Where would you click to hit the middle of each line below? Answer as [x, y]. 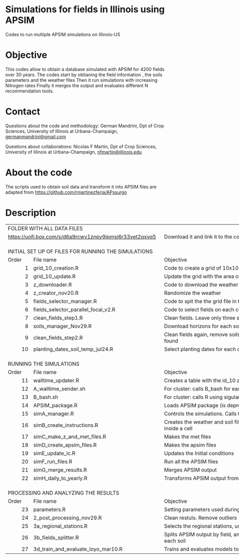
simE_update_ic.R [54, 453]
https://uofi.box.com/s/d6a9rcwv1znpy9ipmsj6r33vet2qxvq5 [82, 237]
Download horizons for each [198, 326]
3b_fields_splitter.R [56, 538]
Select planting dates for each [200, 349]
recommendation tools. [30, 91]
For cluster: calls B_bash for [197, 388]
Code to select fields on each [199, 309]
